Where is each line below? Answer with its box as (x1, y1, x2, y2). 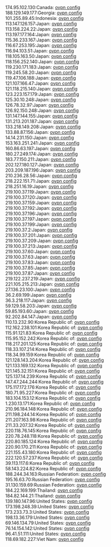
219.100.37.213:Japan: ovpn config (5, 243, 77, 249)
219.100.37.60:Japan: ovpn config (5, 249, 75, 254)
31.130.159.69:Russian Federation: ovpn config (5, 482, 102, 488)
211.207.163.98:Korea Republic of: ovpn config (5, 417, 102, 423)
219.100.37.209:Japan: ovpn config (5, 237, 78, 244)
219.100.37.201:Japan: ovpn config (5, 232, 77, 238)
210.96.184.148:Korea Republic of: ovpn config (5, 406, 102, 412)
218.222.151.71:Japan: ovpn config (5, 178, 77, 184)
